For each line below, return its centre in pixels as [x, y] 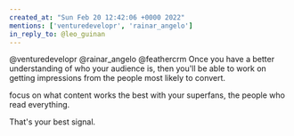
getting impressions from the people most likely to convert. [117, 78]
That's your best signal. [53, 122]
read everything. [40, 105]
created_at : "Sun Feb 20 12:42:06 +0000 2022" [97, 17]
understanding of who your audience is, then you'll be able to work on [138, 68]
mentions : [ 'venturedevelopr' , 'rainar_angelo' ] [101, 26]
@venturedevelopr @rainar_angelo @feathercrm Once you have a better [142, 60]
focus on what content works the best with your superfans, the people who [147, 95]
